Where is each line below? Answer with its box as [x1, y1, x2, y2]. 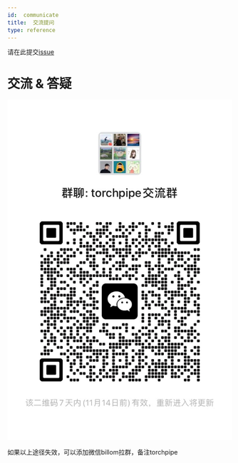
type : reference [7, 26, 56, 33]
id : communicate [7, 11, 59, 19]
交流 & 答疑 [7, 76, 73, 92]
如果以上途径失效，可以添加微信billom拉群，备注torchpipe [7, 447, 178, 456]
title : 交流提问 [7, 19, 55, 26]
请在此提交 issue [7, 48, 55, 56]
